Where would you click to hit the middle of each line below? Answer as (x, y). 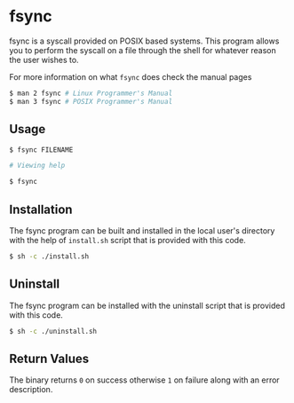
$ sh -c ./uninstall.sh (53, 331)
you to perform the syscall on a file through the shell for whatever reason (143, 50)
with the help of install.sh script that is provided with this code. (127, 240)
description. (31, 390)
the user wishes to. (44, 59)
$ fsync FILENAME (41, 150)
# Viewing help (37, 166)
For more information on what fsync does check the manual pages (131, 76)
